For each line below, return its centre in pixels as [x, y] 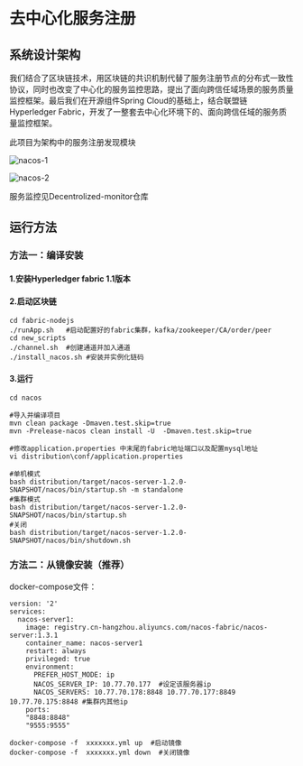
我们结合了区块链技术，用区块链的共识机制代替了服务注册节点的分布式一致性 [151, 78]
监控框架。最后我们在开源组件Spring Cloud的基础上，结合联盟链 [129, 101]
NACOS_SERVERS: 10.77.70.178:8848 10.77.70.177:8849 [134, 692]
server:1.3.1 [34, 635]
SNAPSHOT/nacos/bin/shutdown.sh [70, 541]
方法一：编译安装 [46, 255]
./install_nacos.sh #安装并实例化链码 [77, 357]
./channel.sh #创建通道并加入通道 [70, 348]
